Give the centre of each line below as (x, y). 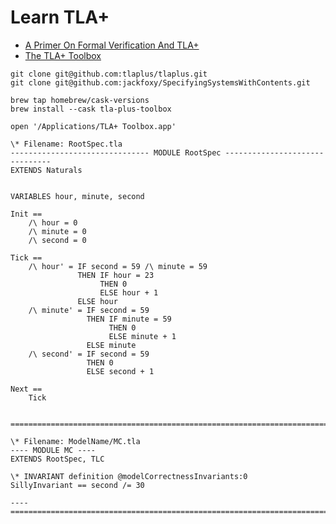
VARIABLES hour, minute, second (77, 196)
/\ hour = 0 (53, 222)
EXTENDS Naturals (46, 170)
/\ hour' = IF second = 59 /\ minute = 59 (118, 266)
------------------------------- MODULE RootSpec (116, 152)
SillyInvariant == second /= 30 (77, 485)
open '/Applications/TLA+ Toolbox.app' (93, 126)
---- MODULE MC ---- (53, 450)
